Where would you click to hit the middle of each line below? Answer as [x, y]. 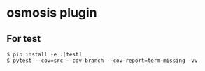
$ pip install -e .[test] [44, 54]
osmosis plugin [52, 13]
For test [24, 39]
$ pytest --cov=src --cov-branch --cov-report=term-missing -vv [102, 61]
